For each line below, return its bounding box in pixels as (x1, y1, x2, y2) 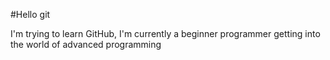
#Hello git (10, 9, 51, 20)
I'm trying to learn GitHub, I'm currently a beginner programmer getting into (10, 28, 321, 39)
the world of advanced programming (10, 39, 162, 50)
